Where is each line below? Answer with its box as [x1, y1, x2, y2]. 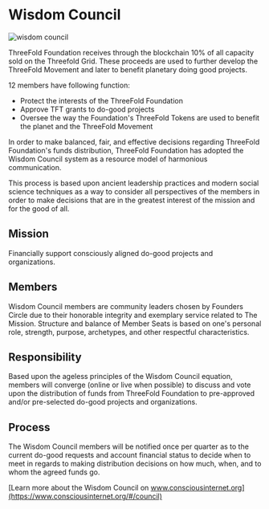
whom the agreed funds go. [8, 467, 100, 477]
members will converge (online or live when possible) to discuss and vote [8, 380, 251, 390]
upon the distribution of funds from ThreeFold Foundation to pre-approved [8, 389, 255, 398]
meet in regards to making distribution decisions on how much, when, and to [8, 459, 262, 469]
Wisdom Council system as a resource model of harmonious [8, 154, 208, 164]
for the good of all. [8, 203, 70, 214]
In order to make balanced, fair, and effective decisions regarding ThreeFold [8, 136, 260, 146]
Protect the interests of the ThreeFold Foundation [19, 96, 183, 105]
